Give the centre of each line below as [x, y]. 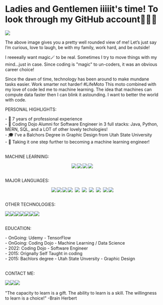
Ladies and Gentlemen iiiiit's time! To [81, 9]
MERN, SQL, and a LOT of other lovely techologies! [56, 129]
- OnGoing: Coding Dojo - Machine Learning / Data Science [65, 243]
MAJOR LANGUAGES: [27, 180]
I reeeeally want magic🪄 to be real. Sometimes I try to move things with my [81, 57]
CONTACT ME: [20, 273]
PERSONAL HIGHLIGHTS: [31, 109]
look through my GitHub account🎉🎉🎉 [81, 19]
